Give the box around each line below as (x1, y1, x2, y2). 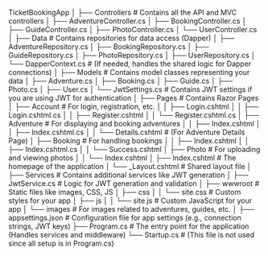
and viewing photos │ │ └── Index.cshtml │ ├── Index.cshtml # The (8, 153, 237, 163)
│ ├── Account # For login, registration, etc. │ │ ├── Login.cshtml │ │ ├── (8, 101, 259, 111)
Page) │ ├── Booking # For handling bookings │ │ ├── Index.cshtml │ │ (8, 136, 249, 145)
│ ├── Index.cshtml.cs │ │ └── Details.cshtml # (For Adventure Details (8, 127, 245, 137)
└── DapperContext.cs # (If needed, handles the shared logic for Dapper (8, 59, 252, 68)
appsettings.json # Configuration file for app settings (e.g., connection (8, 213, 241, 222)
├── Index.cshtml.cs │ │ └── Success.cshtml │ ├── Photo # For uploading (8, 145, 261, 154)
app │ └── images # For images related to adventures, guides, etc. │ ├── (8, 204, 255, 213)
